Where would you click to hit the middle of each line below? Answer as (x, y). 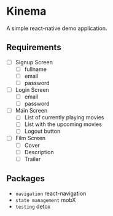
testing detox (33, 206)
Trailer (33, 159)
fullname (36, 69)
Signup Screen (34, 62)
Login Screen (32, 90)
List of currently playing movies (64, 117)
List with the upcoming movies (63, 124)
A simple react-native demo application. (57, 28)
